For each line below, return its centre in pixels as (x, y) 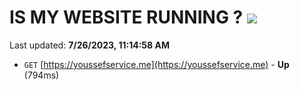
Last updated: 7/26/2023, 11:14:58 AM (89, 45)
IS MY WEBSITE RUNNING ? (126, 17)
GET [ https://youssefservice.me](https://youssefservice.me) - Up (156, 64)
